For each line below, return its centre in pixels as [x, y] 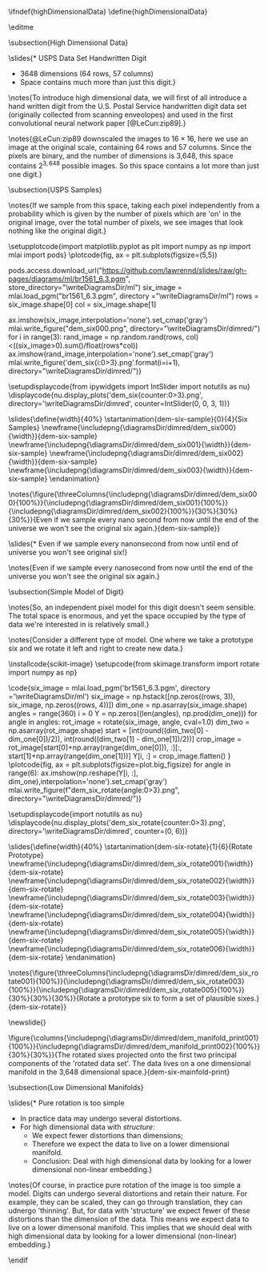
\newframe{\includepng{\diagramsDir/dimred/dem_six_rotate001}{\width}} [131, 863]
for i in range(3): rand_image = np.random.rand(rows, [96, 336]
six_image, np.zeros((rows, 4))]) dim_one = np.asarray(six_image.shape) [128, 705]
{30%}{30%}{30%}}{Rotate [54, 998]
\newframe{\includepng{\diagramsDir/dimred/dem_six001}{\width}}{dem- [130, 445]
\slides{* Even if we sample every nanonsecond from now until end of [123, 543]
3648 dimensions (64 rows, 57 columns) [87, 74]
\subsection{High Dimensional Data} [68, 42]
